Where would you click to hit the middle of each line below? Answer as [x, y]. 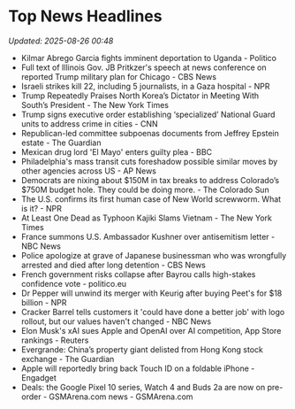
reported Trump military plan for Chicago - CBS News [119, 76]
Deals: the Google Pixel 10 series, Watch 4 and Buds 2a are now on [143, 387]
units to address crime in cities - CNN [89, 123]
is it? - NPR [42, 208]
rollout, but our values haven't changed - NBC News [116, 321]
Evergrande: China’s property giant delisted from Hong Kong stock [142, 349]
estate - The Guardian [61, 143]
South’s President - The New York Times [95, 104]
